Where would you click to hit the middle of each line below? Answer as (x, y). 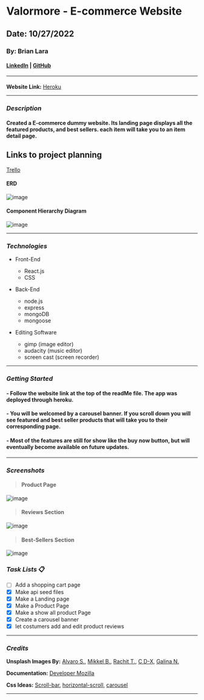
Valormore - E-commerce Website (94, 11)
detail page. (22, 136)
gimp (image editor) (49, 344)
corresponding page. (33, 426)
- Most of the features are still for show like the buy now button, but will (98, 440)
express (34, 308)
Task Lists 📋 (26, 570)
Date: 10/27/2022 (40, 34)
